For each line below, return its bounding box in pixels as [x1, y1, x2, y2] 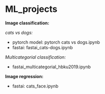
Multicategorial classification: [5, 54, 66, 60]
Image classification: [5, 20, 50, 26]
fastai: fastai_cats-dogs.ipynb [12, 44, 73, 50]
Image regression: [5, 73, 44, 79]
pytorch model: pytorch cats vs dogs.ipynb [12, 39, 100, 45]
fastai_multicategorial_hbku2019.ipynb [12, 64, 91, 70]
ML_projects [5, 3, 58, 15]
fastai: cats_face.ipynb [12, 83, 58, 89]
